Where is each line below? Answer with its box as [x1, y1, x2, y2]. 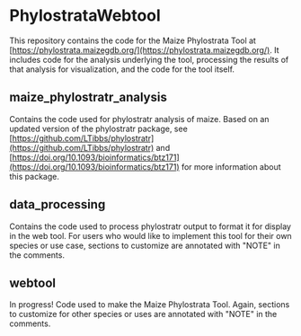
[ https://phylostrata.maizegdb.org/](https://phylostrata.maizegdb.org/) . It [9, 44, 280, 55]
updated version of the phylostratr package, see [9, 123, 189, 134]
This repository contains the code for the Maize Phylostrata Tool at [9, 35, 256, 46]
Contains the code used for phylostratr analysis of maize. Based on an [9, 113, 270, 124]
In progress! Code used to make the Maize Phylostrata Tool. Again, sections [9, 299, 290, 310]
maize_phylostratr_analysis [9, 90, 168, 105]
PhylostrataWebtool [9, 5, 162, 26]
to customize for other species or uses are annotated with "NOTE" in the [9, 309, 278, 320]
